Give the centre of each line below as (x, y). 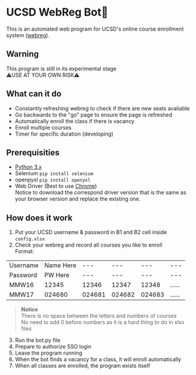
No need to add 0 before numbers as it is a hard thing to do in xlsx (102, 322)
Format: (25, 251)
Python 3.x (28, 167)
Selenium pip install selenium (54, 173)
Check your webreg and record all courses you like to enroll (89, 245)
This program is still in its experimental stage (61, 68)
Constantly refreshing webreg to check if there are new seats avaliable (102, 108)
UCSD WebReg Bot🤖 (57, 12)
